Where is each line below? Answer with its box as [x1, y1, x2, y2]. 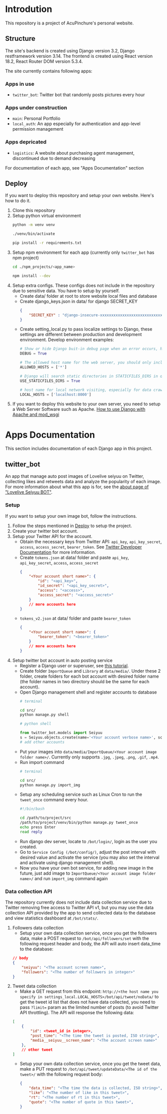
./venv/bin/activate [12, 231, 55, 236]
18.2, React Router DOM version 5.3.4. [5, 58, 83, 64]
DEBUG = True [19, 351, 47, 356]
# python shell [19, 722, 51, 727]
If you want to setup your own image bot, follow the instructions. [5, 513, 137, 519]
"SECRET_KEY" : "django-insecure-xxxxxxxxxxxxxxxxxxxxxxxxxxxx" [29, 313, 165, 318]
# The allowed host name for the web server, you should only [19, 360, 152, 365]
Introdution [5, 3, 52, 15]
